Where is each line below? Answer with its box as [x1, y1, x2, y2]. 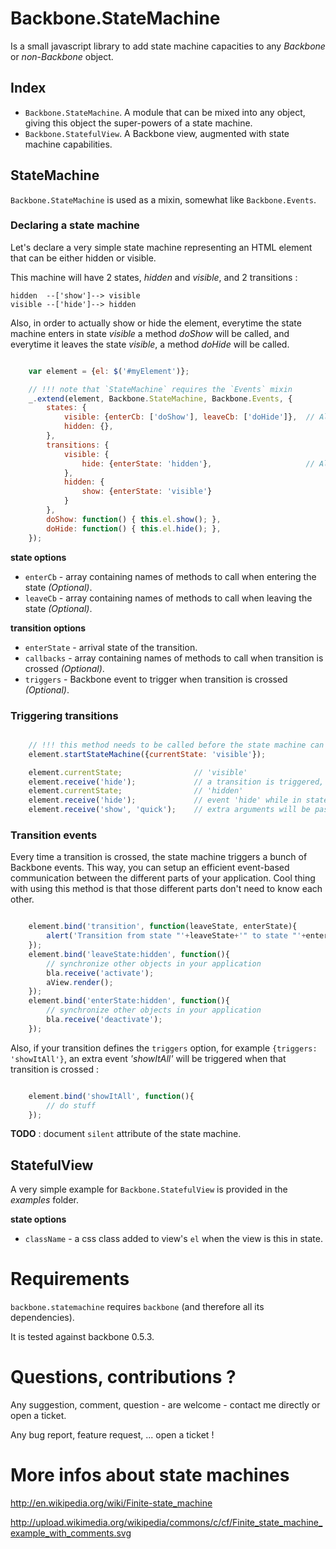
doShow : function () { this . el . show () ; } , [46, 514, 222, 524]
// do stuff [46, 1100, 97, 1111]
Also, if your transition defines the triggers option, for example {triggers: [10, 1042, 318, 1054]
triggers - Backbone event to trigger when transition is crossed [24, 673, 288, 685]
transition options [10, 622, 87, 634]
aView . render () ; [46, 977, 114, 987]
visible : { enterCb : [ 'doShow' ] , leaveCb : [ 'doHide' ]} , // [63, 412, 316, 422]
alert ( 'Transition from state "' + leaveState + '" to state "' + [46, 931, 307, 941]
